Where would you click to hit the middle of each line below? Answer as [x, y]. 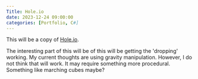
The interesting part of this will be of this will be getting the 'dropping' [92, 51]
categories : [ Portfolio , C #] [42, 23]
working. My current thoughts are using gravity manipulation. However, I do [99, 58]
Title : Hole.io [25, 12]
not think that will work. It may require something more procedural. [88, 64]
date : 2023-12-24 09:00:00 [40, 17]
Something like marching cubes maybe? [55, 70]
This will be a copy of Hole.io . [43, 40]
